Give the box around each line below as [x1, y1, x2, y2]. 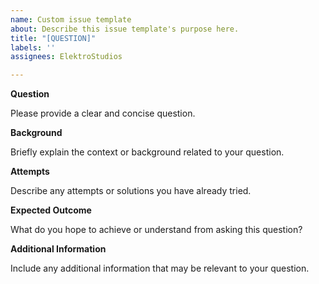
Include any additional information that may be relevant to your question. [10, 262, 310, 275]
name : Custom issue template [10, 14, 132, 25]
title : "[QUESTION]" [10, 33, 97, 43]
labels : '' [10, 42, 56, 53]
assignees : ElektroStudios [10, 52, 123, 62]
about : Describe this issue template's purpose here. [10, 24, 240, 34]
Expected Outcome [10, 204, 92, 216]
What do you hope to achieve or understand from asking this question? [10, 224, 303, 236]
